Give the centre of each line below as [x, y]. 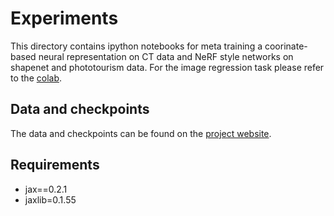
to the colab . [36, 78]
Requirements [55, 165]
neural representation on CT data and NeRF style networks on [166, 56]
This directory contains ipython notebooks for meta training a [136, 46]
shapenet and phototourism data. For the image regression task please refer [167, 67]
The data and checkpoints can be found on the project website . [141, 133]
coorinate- [286, 46]
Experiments [64, 18]
